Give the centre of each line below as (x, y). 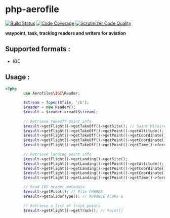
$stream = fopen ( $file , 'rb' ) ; (56, 103)
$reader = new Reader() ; (50, 107)
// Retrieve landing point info (58, 154)
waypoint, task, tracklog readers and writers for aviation (66, 33)
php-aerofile (32, 9)
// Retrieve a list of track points (62, 206)
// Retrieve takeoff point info (58, 121)
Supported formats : (38, 49)
